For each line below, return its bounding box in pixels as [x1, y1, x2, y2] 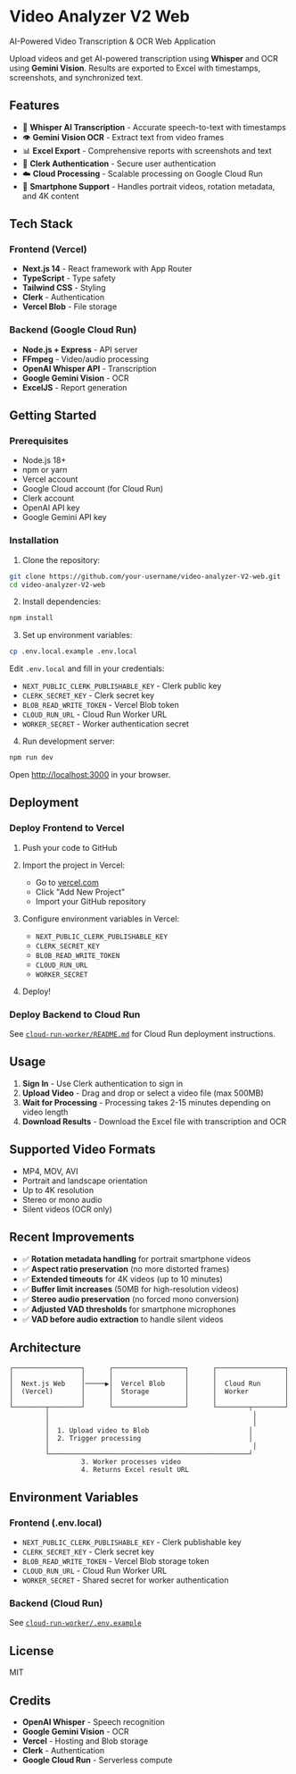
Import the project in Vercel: [21, 860, 126, 870]
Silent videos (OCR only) [21, 1204, 113, 1215]
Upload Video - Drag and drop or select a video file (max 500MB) [21, 1088, 264, 1098]
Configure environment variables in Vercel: [21, 913, 180, 924]
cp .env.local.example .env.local [9, 647, 138, 656]
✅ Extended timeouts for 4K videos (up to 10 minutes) [21, 1274, 223, 1284]
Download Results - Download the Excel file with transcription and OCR [21, 1115, 287, 1127]
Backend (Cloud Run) [9, 1597, 103, 1610]
